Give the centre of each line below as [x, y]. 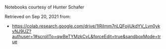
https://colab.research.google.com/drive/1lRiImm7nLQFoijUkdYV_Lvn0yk [86, 26]
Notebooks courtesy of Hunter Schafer [44, 7]
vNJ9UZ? [22, 31]
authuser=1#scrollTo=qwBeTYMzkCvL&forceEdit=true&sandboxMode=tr [86, 37]
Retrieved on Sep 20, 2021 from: [38, 16]
